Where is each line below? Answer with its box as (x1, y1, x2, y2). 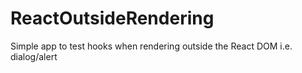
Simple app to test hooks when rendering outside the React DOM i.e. (10, 40, 293, 52)
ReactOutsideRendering (10, 7, 215, 30)
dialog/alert (10, 50, 58, 62)
